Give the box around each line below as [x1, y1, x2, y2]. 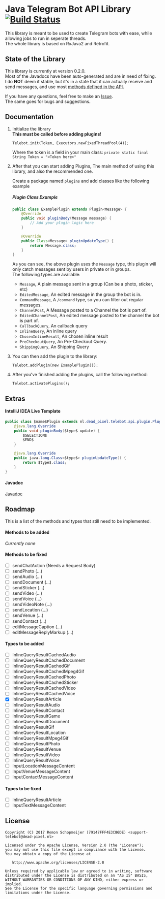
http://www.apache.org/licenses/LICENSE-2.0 [11, 860, 105, 865]
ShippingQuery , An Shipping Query [19, 344, 89, 350]
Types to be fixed [5, 785, 42, 791]
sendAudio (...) [12, 574, 43, 579]
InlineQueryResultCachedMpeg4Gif [12, 669, 84, 674]
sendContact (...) [12, 618, 47, 624]
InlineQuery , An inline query [19, 328, 77, 334]
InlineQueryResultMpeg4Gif [12, 735, 69, 741]
